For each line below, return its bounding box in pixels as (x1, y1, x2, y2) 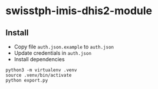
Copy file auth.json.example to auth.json (14, 43, 114, 50)
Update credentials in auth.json (14, 50, 92, 57)
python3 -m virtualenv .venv (5, 67, 77, 73)
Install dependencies (14, 56, 65, 62)
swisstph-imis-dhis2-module (5, 4, 153, 18)
